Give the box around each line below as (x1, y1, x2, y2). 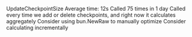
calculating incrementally (6, 24, 69, 31)
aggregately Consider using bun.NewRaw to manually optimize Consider (6, 18, 187, 24)
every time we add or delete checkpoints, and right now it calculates (6, 11, 176, 18)
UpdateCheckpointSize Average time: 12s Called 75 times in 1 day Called (6, 5, 185, 12)
